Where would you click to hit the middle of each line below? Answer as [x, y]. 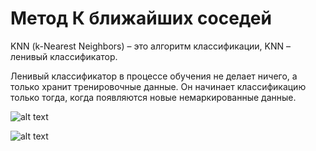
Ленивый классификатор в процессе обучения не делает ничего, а [154, 76]
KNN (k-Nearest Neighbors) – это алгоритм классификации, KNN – [150, 46]
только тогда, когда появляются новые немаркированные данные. [153, 97]
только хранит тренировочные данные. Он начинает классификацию [158, 86]
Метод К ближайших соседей [141, 18]
